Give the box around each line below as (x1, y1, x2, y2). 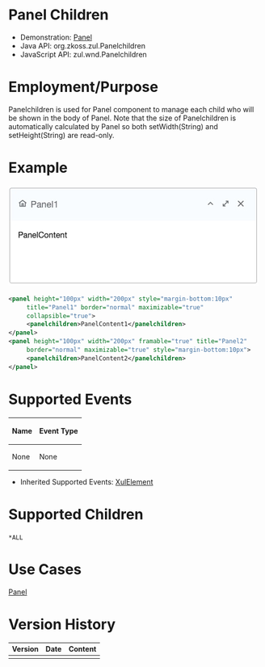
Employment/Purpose (8, 78, 159, 96)
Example (8, 159, 68, 177)
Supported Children (8, 505, 144, 524)
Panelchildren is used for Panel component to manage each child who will (8, 104, 254, 114)
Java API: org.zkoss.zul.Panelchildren (19, 40, 145, 50)
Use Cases (8, 560, 82, 578)
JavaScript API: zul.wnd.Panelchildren (19, 49, 147, 59)
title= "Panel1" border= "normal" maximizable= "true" (26, 303, 204, 312)
